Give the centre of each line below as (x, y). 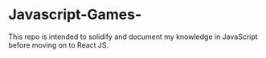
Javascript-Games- (75, 15)
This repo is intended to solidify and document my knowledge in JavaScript (133, 37)
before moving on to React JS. (59, 44)
